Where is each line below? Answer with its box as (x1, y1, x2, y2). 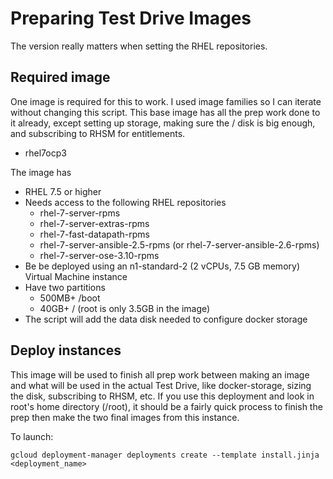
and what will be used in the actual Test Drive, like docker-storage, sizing (10, 379, 312, 391)
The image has (10, 166, 72, 178)
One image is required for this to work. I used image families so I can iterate (10, 95, 322, 107)
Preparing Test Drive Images (10, 7, 252, 30)
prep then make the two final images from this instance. (10, 411, 240, 423)
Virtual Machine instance (24, 270, 128, 282)
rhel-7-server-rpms (39, 207, 121, 219)
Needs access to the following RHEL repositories (24, 196, 227, 208)
